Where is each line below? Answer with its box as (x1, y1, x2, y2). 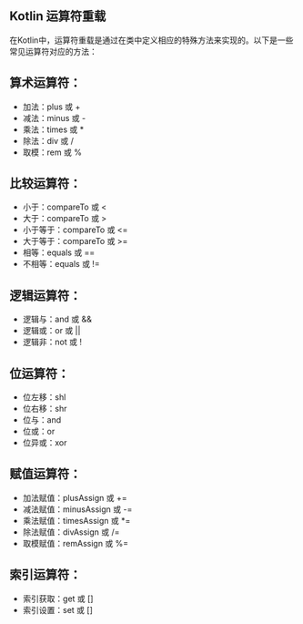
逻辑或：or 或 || (22, 325, 81, 336)
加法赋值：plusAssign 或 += (22, 492, 127, 503)
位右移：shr (22, 404, 67, 414)
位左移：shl (22, 392, 66, 403)
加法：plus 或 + (22, 101, 81, 112)
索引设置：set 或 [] (22, 604, 94, 615)
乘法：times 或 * (22, 124, 85, 135)
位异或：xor (22, 437, 67, 448)
